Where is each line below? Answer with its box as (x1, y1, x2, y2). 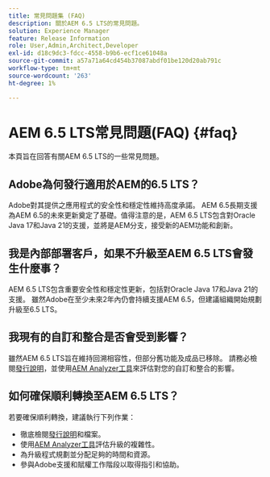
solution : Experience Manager (8, 27, 110, 35)
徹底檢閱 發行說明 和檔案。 (19, 429, 106, 439)
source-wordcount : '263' (8, 72, 92, 80)
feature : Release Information (8, 34, 110, 43)
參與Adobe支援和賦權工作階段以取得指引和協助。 (19, 459, 184, 469)
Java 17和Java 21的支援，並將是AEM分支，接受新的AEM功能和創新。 (8, 221, 238, 230)
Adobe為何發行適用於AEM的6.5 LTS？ (8, 177, 200, 191)
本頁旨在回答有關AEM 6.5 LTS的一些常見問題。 (8, 151, 164, 161)
